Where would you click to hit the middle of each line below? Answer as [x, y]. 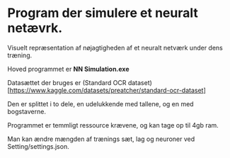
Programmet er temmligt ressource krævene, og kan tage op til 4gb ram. [113, 125]
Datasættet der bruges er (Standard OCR [67, 82]
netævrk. [35, 28]
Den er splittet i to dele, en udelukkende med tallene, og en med [100, 103]
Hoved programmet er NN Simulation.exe [68, 69]
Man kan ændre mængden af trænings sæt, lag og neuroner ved [101, 139]
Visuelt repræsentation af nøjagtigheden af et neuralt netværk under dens [115, 47]
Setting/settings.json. [38, 146]
